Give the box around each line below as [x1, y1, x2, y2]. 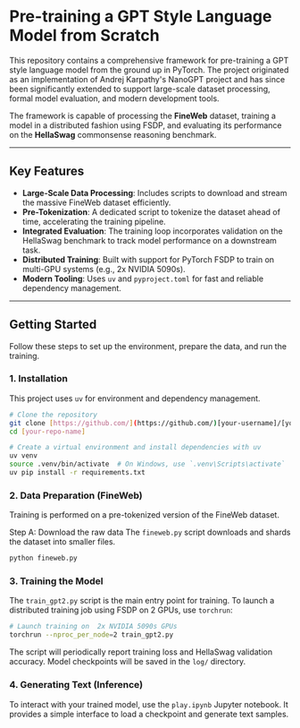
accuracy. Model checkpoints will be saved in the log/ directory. [9, 656, 246, 667]
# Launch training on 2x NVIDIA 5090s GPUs [9, 622, 178, 631]
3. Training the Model [9, 575, 104, 587]
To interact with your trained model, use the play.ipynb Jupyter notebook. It [9, 698, 288, 709]
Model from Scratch [9, 25, 160, 46]
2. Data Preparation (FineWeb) [9, 489, 143, 501]
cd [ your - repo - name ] [9, 427, 87, 436]
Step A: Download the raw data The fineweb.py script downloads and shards [9, 527, 291, 538]
